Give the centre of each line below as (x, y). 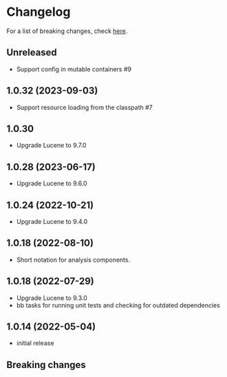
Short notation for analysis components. (73, 260)
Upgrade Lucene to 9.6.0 (52, 183)
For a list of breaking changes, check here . (67, 31)
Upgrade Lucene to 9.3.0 (52, 298)
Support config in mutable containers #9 (74, 69)
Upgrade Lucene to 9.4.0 (52, 221)
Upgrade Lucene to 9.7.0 (51, 146)
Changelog (39, 12)
